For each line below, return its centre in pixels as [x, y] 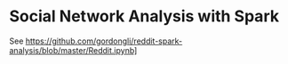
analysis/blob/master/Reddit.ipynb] [73, 50]
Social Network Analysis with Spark [144, 16]
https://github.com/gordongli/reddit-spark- [104, 41]
